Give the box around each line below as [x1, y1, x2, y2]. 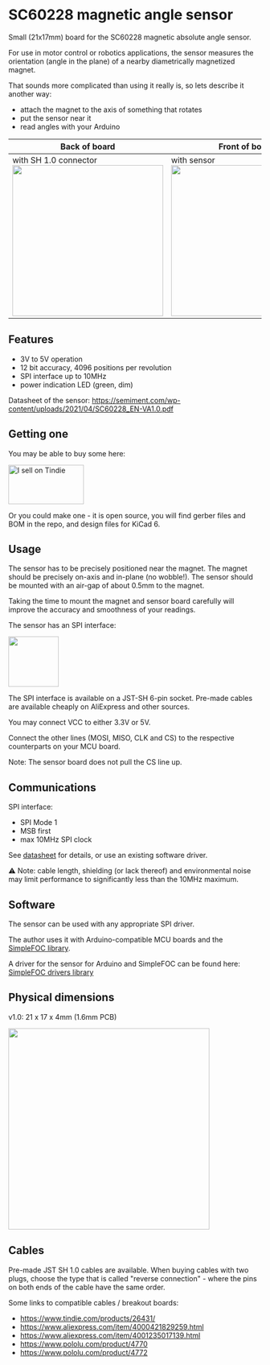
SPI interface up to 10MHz [19, 371, 107, 381]
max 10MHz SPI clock [19, 835, 92, 844]
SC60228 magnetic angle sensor [8, 6, 234, 24]
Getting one [8, 427, 68, 441]
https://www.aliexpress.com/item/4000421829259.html [19, 1322, 204, 1331]
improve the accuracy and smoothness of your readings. [8, 605, 196, 615]
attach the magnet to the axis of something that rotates [19, 105, 202, 114]
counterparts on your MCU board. [8, 742, 121, 752]
